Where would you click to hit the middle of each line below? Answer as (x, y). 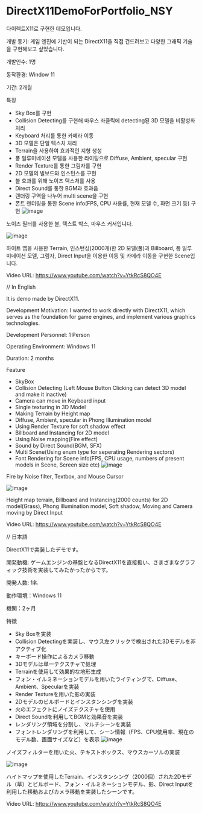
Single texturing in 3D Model (50, 407)
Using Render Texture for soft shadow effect (70, 426)
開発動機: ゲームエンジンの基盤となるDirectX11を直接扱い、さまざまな (93, 562)
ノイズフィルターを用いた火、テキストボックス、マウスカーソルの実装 (93, 752)
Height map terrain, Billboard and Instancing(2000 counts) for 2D (87, 500)
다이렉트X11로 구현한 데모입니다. (44, 28)
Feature (16, 369)
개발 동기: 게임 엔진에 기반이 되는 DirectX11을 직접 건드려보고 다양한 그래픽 (94, 41)
